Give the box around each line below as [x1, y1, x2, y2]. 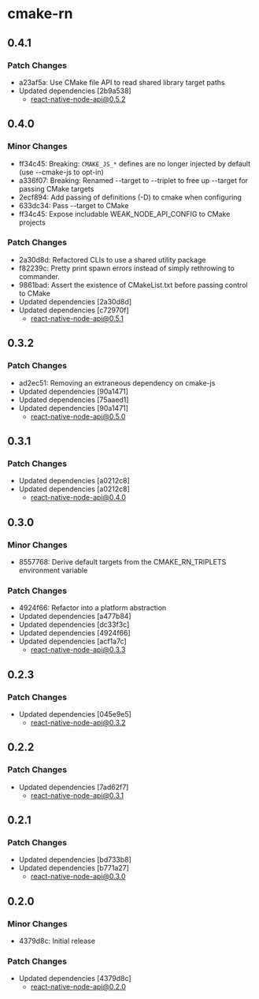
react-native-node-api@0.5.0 [30, 412, 126, 421]
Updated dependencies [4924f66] [18, 628, 131, 638]
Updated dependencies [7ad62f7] [18, 782, 129, 792]
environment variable [18, 565, 88, 575]
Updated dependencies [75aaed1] [18, 395, 129, 404]
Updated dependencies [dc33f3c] [18, 620, 130, 629]
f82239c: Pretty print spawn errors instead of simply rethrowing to [18, 263, 235, 273]
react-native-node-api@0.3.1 [30, 790, 124, 800]
